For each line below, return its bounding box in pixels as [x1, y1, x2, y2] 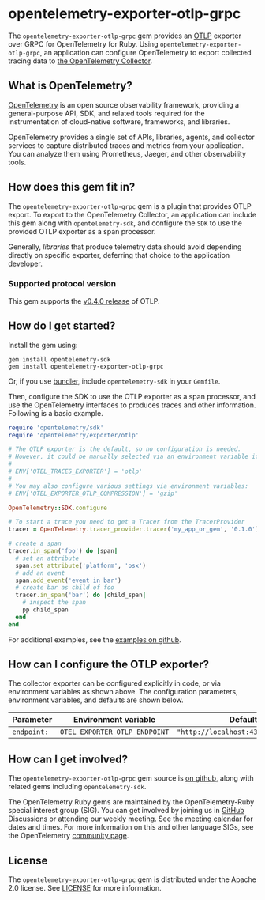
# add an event [15, 569, 65, 577]
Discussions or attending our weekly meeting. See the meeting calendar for [8, 814, 254, 823]
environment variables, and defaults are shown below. [8, 695, 184, 705]
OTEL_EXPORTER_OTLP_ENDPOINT [59, 728, 170, 736]
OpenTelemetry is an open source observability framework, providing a [8, 100, 239, 109]
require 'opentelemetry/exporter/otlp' [8, 431, 140, 439]
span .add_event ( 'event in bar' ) [15, 577, 122, 584]
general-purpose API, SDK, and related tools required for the [8, 108, 205, 118]
